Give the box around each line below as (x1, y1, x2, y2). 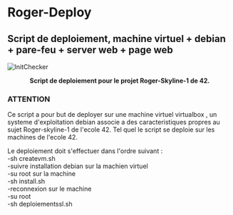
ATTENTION (7, 94, 51, 104)
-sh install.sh (7, 177, 46, 186)
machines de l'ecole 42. (7, 133, 78, 142)
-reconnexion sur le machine (7, 184, 92, 193)
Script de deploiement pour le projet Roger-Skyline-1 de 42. (29, 76, 210, 85)
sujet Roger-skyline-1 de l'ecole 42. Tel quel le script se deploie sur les (7, 125, 215, 134)
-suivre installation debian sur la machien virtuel (7, 162, 148, 171)
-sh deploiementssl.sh (7, 200, 73, 209)
